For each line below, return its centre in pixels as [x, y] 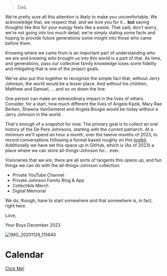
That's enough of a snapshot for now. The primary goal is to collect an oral [82, 124]
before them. [18, 43]
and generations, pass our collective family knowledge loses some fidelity [81, 63]
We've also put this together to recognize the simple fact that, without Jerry [83, 78]
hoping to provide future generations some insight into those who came [79, 38]
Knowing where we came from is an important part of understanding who [80, 53]
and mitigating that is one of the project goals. [52, 69]
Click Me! [15, 269]
